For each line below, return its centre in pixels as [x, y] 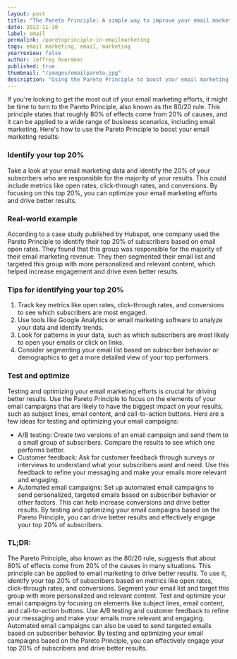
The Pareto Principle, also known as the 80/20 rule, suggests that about [112, 558]
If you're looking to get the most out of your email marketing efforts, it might [117, 99]
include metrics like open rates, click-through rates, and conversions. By [113, 185]
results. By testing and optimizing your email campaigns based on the [119, 510]
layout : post [26, 14]
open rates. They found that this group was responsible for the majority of [115, 249]
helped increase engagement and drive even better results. [93, 271]
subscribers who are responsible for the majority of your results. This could [117, 178]
